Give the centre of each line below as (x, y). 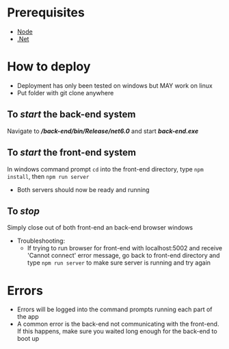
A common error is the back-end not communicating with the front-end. (118, 324)
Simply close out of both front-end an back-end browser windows (100, 228)
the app (28, 317)
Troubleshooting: (41, 241)
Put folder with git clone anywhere (65, 93)
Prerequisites (46, 13)
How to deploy (49, 67)
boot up (28, 339)
